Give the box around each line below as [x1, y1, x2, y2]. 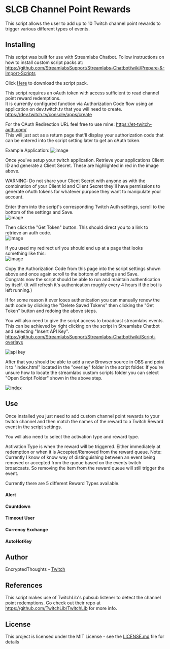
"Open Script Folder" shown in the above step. [5, 374, 103, 381]
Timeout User [5, 515, 35, 521]
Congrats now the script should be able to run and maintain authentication [5, 276, 161, 282]
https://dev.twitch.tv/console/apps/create [5, 111, 92, 117]
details [5, 638, 19, 645]
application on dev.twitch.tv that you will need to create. [5, 106, 123, 112]
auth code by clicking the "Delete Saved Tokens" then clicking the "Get [5, 302, 154, 308]
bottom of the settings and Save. [5, 209, 74, 215]
